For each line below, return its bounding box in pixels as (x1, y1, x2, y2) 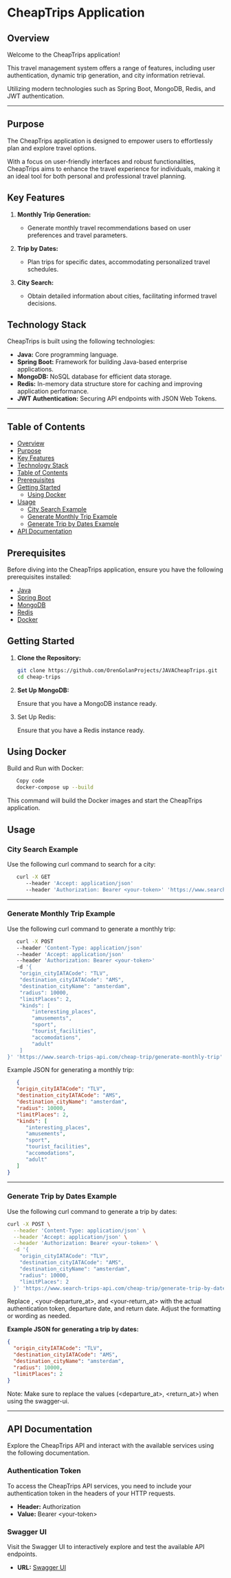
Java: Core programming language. (16, 350, 119, 359)
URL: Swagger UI (16, 1564, 67, 1571)
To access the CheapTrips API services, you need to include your (7, 1481, 192, 1490)
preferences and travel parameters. (27, 231, 128, 239)
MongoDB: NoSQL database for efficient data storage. (16, 372, 172, 381)
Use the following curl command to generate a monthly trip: (7, 924, 176, 933)
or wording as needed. (7, 1312, 71, 1320)
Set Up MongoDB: (16, 686, 69, 694)
